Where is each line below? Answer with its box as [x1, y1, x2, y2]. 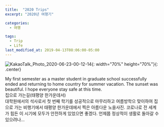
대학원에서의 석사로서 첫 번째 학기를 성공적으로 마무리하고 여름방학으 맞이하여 [5, 98, 153, 104]
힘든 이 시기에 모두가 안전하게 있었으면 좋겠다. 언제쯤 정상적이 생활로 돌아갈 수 [10, 110, 159, 116]
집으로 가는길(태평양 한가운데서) [5, 92, 66, 98]
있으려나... [5, 116, 25, 123]
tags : [5, 34, 16, 39]
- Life [9, 43, 23, 48]
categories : [5, 21, 29, 25]
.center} [5, 66, 22, 72]
